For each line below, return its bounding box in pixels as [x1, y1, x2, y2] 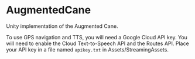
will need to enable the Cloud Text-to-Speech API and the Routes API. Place [6, 40, 189, 47]
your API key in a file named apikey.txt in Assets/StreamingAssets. [6, 46, 169, 53]
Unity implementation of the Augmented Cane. [6, 23, 118, 30]
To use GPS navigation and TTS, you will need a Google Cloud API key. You [6, 34, 187, 40]
